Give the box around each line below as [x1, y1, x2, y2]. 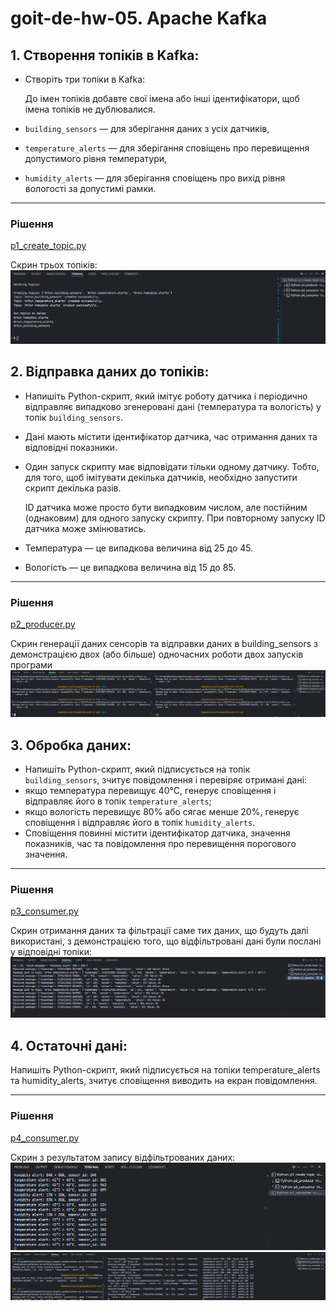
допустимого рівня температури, [24, 153, 168, 164]
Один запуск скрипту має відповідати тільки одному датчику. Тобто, [24, 460, 320, 472]
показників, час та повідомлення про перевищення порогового [24, 838, 297, 850]
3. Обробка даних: [10, 737, 132, 754]
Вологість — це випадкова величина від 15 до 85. [24, 561, 237, 573]
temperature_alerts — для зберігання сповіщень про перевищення [24, 142, 310, 154]
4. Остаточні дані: [10, 1037, 128, 1054]
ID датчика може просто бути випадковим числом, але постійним [24, 501, 308, 513]
